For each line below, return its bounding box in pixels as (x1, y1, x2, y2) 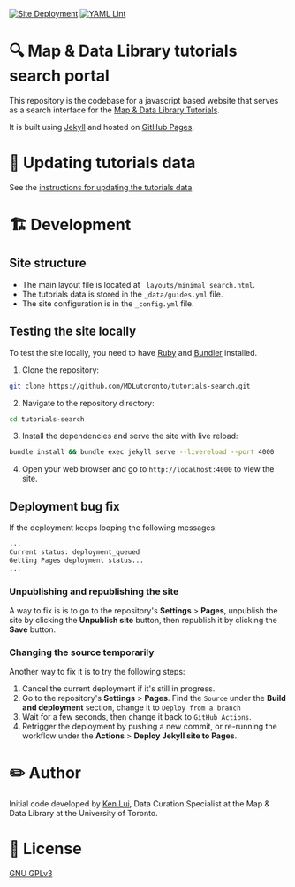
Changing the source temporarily (9, 646, 155, 659)
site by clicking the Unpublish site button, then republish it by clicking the (9, 614, 278, 625)
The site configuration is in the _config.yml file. (21, 297, 194, 309)
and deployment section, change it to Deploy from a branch (21, 702, 241, 713)
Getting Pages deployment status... (9, 556, 144, 565)
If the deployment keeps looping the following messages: (9, 522, 218, 533)
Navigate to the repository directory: (21, 397, 155, 408)
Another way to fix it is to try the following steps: (9, 667, 185, 677)
